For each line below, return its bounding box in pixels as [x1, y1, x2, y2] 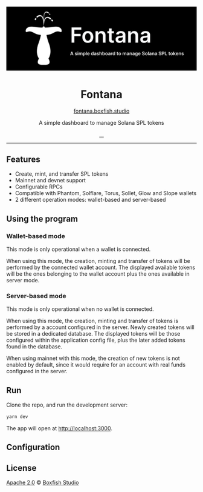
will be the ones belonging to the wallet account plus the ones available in [6, 270, 190, 278]
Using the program [6, 213, 79, 224]
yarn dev [6, 414, 28, 420]
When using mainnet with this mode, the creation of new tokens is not [6, 354, 180, 362]
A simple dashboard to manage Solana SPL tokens [39, 119, 164, 127]
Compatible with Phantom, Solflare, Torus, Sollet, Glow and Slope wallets [14, 190, 197, 197]
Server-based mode [6, 291, 66, 300]
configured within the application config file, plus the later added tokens [6, 336, 185, 344]
